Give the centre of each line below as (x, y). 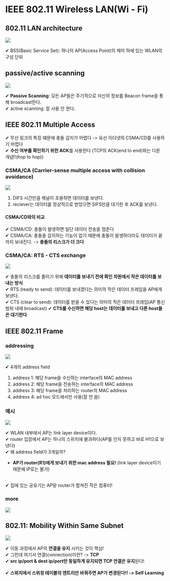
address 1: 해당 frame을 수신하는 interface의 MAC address (72, 378)
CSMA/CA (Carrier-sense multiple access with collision (75, 170)
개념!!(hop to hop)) (25, 157)
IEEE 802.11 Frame (34, 331)
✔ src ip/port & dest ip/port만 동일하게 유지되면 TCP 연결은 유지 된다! (75, 561)
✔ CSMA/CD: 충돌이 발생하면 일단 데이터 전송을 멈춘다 (60, 229)
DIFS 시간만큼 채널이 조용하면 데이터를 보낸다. (58, 198)
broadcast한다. (26, 102)
